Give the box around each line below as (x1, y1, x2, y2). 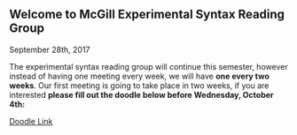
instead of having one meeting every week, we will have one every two (9, 71, 270, 81)
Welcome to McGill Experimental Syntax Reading (9, 7, 285, 22)
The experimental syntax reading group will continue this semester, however (9, 61, 288, 71)
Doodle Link (9, 116, 53, 126)
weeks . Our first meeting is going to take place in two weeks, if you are (9, 79, 270, 91)
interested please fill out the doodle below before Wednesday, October (9, 89, 274, 100)
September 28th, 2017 (9, 44, 90, 55)
